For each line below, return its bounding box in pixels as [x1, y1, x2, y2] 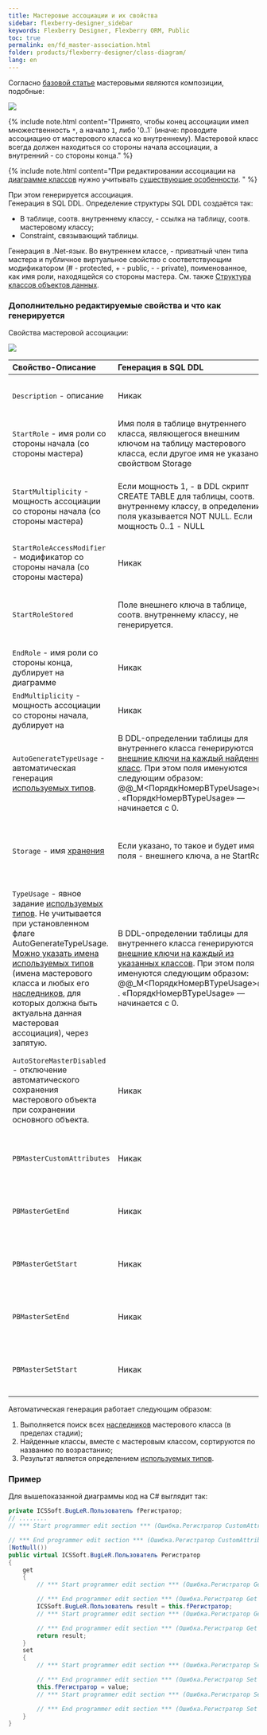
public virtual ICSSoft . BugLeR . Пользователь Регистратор [8, 1551, 201, 1559]
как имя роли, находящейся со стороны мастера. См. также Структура [8, 272, 252, 281]
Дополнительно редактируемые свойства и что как [8, 300, 222, 311]
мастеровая [12, 1017, 60, 1028]
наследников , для [12, 988, 82, 999]
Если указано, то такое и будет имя [118, 840, 255, 852]
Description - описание [12, 390, 104, 401]
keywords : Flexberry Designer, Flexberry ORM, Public [8, 26, 191, 34]
